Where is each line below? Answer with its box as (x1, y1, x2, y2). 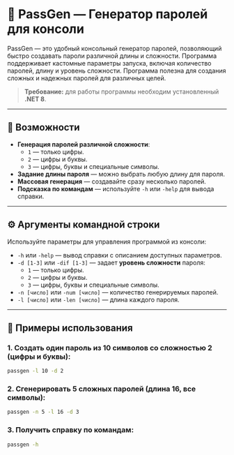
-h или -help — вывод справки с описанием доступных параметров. (17, 251, 223, 259)
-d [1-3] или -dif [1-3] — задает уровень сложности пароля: (17, 258, 205, 267)
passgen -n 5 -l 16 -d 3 (7, 408, 79, 416)
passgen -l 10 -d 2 (7, 368, 64, 375)
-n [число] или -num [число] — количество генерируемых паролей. (17, 288, 219, 296)
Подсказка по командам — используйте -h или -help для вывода (17, 184, 214, 193)
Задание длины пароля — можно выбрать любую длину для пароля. (17, 170, 225, 178)
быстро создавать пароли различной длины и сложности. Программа (7, 52, 217, 60)
